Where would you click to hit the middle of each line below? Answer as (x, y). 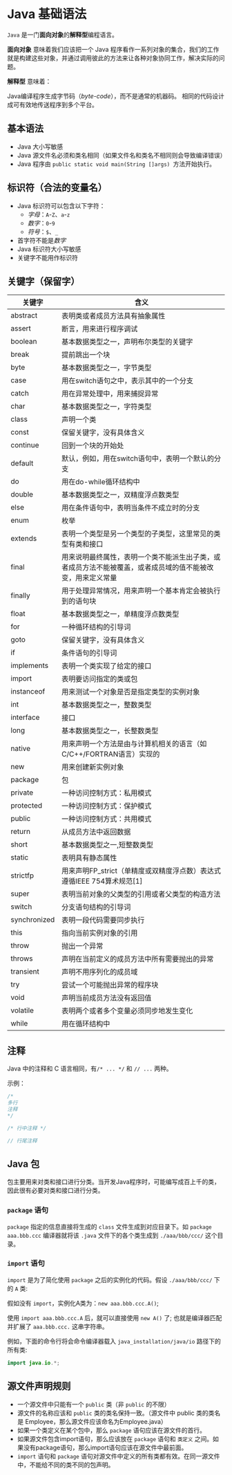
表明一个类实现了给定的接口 (106, 666)
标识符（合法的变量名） (57, 188)
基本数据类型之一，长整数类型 (110, 731)
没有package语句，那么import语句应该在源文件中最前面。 (105, 1447)
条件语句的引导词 (89, 653)
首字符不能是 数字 (41, 240)
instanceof (28, 692)
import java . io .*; (33, 1363)
